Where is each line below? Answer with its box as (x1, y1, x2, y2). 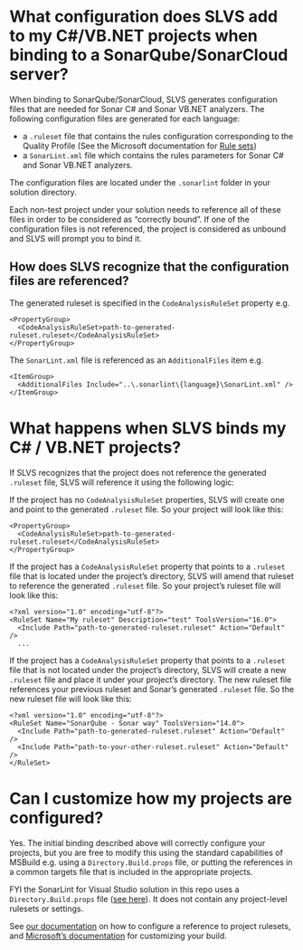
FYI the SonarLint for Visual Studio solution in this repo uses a (9, 884, 240, 895)
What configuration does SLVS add (9, 6, 279, 27)
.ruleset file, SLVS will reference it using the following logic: (9, 477, 235, 488)
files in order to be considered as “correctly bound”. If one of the (9, 214, 251, 224)
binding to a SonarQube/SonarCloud (9, 45, 289, 65)
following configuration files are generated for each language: (9, 113, 241, 124)
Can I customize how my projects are (9, 788, 292, 809)
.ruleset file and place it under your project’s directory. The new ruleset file (9, 674, 292, 685)
